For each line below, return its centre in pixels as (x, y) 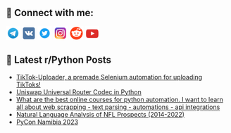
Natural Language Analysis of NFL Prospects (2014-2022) (100, 114)
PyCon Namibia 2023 (47, 122)
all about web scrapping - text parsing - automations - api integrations (118, 107)
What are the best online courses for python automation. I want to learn (120, 99)
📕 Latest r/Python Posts (59, 60)
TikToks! (28, 84)
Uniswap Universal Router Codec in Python (79, 91)
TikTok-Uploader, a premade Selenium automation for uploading (109, 77)
